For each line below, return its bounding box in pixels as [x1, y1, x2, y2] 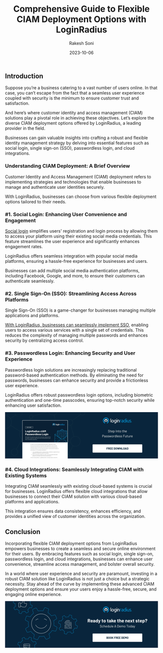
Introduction [5, 72, 44, 80]
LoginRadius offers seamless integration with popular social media [5, 253, 138, 259]
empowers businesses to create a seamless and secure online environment [5, 546, 156, 552]
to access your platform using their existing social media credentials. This [5, 233, 152, 239]
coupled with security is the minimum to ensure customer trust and [5, 95, 139, 101]
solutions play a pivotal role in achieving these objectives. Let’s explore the [5, 115, 154, 121]
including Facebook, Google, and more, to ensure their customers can [5, 273, 145, 278]
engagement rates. [5, 243, 43, 249]
